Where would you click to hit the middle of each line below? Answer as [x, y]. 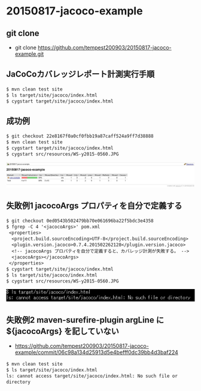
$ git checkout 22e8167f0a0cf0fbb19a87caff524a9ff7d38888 [80, 136]
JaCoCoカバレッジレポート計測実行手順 [80, 74]
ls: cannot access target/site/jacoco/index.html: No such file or [92, 376]
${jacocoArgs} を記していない [63, 331]
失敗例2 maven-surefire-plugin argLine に [85, 320]
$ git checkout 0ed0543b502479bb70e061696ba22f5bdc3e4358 [80, 221]
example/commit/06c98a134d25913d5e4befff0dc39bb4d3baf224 [96, 352]
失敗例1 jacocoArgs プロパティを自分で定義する [94, 206]
